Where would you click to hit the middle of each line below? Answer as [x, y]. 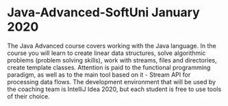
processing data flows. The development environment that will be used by [112, 82]
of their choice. [28, 96]
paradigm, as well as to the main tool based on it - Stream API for [99, 74]
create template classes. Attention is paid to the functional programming [109, 67]
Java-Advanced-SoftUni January [103, 13]
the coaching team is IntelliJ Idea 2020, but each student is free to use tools [114, 89]
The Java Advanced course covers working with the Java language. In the [112, 46]
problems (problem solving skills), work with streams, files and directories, [112, 60]
